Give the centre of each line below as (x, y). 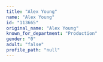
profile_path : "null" (33, 50)
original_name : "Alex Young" (43, 28)
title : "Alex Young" (32, 12)
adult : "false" (25, 45)
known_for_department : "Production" (52, 34)
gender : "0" (21, 39)
